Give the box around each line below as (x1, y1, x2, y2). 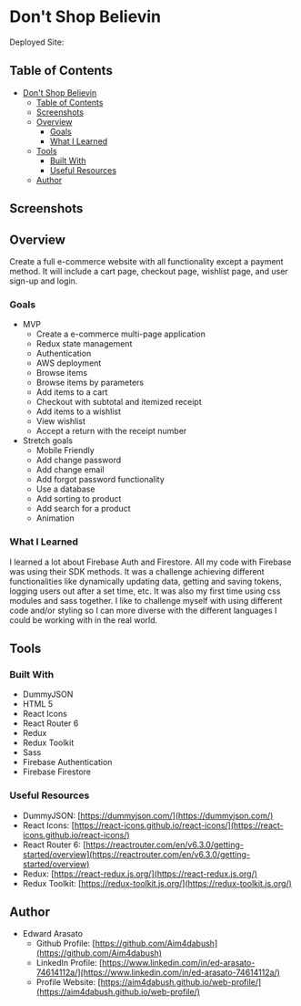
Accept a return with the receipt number (35, 426, 187, 437)
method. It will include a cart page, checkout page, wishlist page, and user (9, 265, 288, 276)
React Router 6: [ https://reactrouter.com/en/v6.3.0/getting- (22, 839, 244, 850)
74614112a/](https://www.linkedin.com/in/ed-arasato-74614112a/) (35, 967, 280, 978)
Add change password (35, 454, 121, 466)
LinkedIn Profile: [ (35, 958, 103, 969)
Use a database (35, 483, 95, 494)
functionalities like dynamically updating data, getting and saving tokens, (9, 576, 282, 586)
